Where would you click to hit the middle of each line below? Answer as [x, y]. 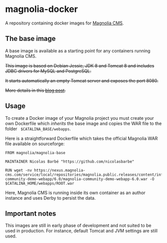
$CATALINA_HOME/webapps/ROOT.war [40, 183]
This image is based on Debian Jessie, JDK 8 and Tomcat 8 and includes [80, 65]
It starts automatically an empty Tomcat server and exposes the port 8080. [82, 80]
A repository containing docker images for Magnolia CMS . [65, 23]
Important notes [31, 213]
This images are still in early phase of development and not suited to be [78, 226]
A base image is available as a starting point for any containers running [78, 50]
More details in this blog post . [36, 90]
